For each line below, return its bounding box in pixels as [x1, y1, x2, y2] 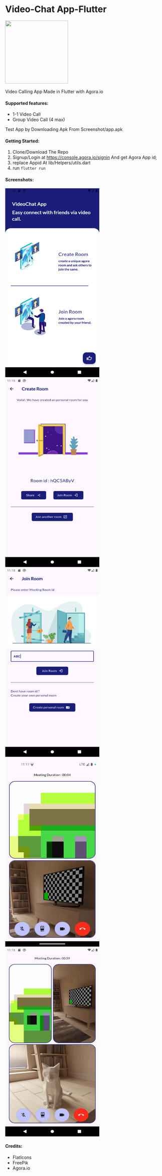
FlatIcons [12, 1154, 32, 1160]
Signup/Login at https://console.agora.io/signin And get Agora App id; [12, 155, 157, 161]
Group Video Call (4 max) [12, 117, 65, 123]
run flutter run [12, 165, 46, 171]
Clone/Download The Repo [12, 149, 69, 155]
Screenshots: [5, 176, 34, 182]
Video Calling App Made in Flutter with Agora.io [5, 88, 104, 94]
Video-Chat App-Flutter [5, 4, 107, 15]
